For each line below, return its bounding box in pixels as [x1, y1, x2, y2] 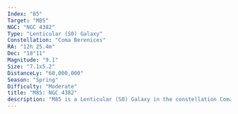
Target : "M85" [7, 17, 50, 24]
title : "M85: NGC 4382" [7, 89, 78, 96]
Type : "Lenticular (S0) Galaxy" [7, 30, 103, 38]
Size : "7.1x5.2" [7, 63, 55, 70]
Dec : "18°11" [7, 50, 46, 57]
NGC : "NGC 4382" [7, 23, 55, 30]
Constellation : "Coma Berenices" [7, 37, 106, 44]
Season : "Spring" [7, 76, 59, 84]
